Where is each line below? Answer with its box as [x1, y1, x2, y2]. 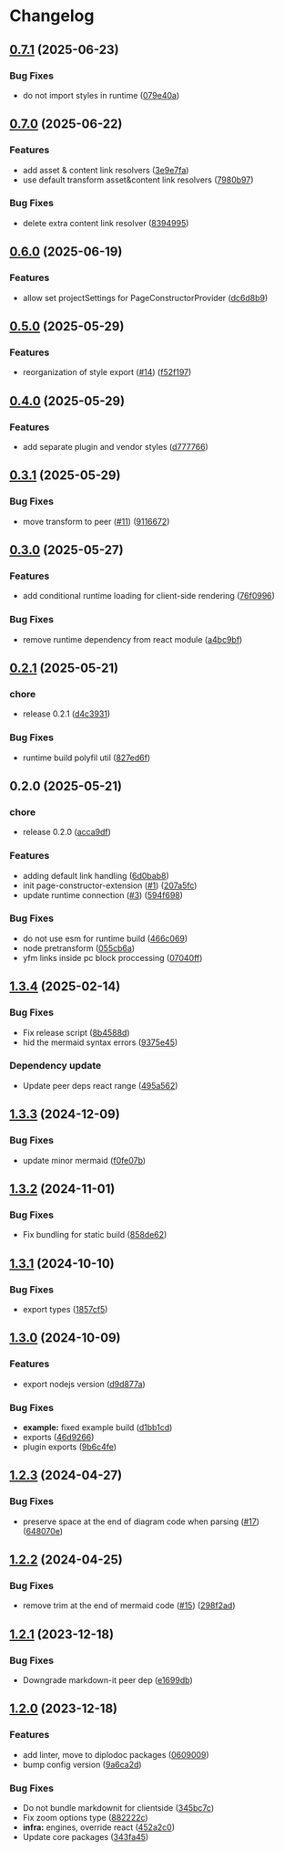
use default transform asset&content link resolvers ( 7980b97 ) [22, 174, 254, 185]
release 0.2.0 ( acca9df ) [22, 827, 112, 838]
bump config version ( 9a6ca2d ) [22, 1759, 143, 1770]
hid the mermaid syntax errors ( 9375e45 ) [22, 1037, 178, 1048]
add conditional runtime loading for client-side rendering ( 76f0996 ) [22, 591, 276, 601]
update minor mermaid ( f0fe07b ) [22, 1155, 147, 1166]
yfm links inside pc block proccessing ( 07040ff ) [22, 952, 203, 963]
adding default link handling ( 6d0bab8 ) [22, 870, 170, 881]
